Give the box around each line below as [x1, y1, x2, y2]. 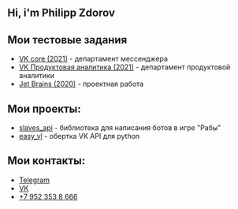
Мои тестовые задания [7, 33, 128, 47]
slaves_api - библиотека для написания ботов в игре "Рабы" [18, 123, 221, 132]
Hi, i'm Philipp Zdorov [7, 6, 116, 20]
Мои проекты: [7, 102, 81, 115]
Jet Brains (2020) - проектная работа [18, 79, 144, 89]
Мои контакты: [7, 154, 86, 168]
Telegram [18, 175, 50, 185]
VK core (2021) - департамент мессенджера [18, 54, 169, 64]
